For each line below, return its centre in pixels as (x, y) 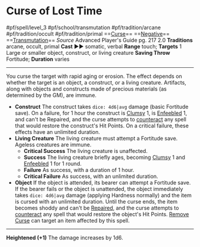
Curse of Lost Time (54, 11)
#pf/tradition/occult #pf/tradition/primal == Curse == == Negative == (88, 33)
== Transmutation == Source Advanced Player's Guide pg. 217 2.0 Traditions (100, 40)
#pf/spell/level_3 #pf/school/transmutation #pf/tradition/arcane (84, 27)
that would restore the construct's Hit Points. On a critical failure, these (102, 126)
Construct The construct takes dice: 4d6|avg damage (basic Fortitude (101, 107)
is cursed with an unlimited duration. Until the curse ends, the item (96, 201)
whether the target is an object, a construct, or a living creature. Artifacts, (96, 82)
